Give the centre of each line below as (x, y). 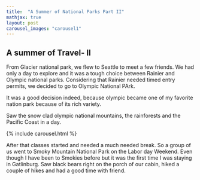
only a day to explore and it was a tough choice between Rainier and (90, 74)
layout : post (22, 23)
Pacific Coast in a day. (34, 122)
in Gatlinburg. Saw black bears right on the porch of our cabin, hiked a (93, 164)
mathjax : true (24, 17)
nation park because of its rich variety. (54, 104)
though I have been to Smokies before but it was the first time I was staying (99, 158)
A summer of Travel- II (49, 52)
